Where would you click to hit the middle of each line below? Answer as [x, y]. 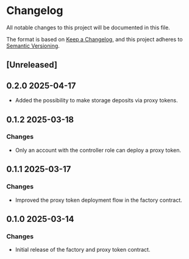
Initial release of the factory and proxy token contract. [83, 250]
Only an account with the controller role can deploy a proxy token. [98, 150]
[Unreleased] [32, 65]
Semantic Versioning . [33, 46]
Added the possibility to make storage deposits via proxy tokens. [96, 101]
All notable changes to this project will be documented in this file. [88, 27]
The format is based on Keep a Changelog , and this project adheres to [94, 39]
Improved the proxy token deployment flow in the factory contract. [99, 200]
